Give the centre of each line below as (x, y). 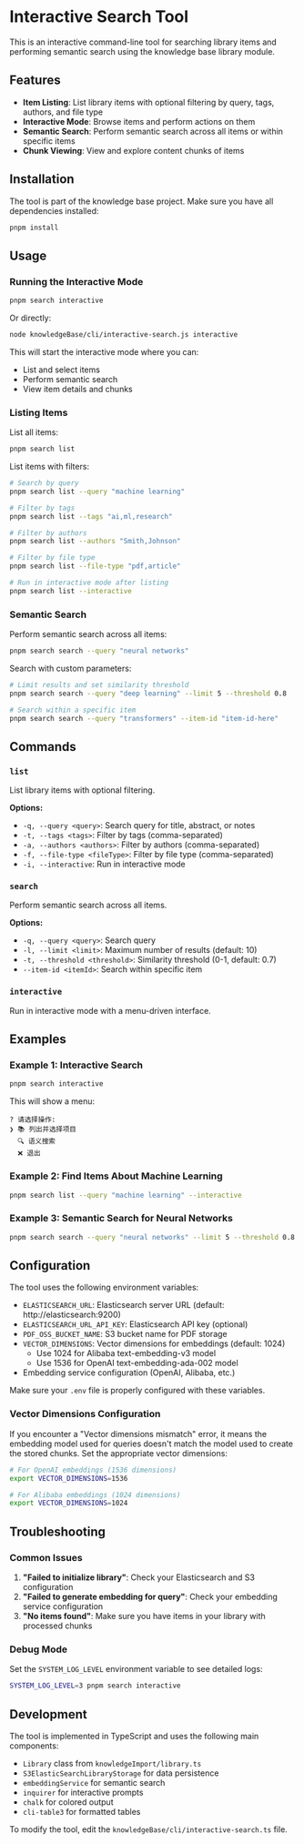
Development (49, 1714)
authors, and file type (62, 112)
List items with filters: (49, 467)
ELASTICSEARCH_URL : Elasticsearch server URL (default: (123, 1305)
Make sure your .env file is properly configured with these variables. (137, 1391)
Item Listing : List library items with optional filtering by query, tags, (148, 102)
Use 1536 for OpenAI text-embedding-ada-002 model (137, 1363)
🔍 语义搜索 (37, 1141)
